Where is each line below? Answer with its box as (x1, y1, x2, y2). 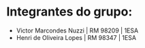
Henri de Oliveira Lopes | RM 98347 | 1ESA (16, 33, 137, 41)
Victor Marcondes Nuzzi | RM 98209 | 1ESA (16, 26, 139, 34)
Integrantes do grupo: (6, 4, 133, 20)
